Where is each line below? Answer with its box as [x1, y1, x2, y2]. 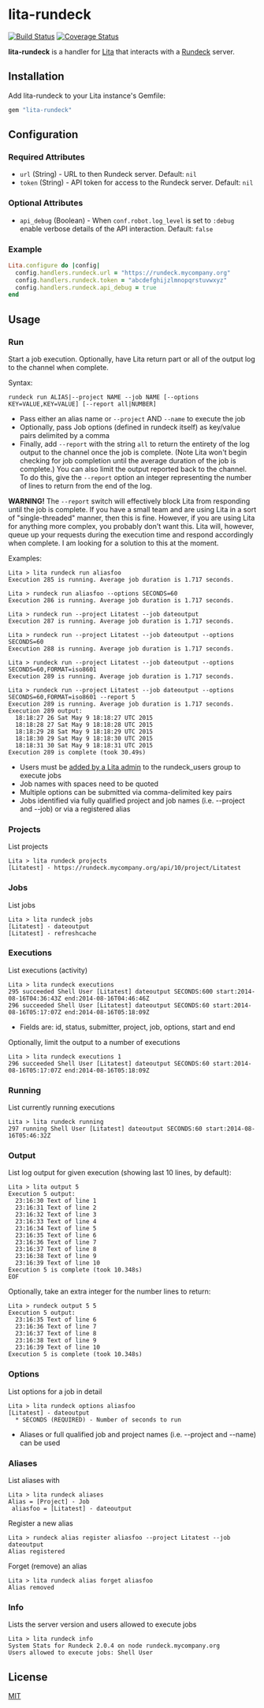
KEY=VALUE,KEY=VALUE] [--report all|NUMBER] [8, 400, 157, 408]
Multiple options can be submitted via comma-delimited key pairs [19, 787, 232, 796]
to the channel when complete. [8, 362, 109, 372]
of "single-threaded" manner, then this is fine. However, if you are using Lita [8, 513, 255, 523]
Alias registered [8, 1548, 65, 1556]
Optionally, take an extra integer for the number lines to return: [8, 1287, 211, 1296]
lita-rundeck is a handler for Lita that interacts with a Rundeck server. [8, 47, 235, 56]
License [8, 1670, 48, 1684]
